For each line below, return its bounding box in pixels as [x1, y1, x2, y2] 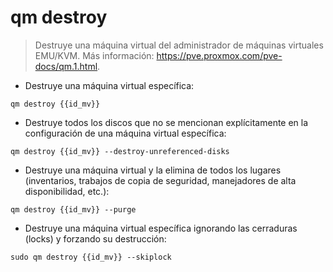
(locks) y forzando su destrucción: [24, 232, 167, 245]
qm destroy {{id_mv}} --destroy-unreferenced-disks [10, 146, 230, 156]
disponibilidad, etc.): [24, 185, 110, 197]
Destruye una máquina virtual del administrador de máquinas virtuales [34, 39, 324, 51]
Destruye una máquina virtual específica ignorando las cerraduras [24, 222, 298, 234]
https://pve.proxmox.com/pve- [156, 49, 283, 61]
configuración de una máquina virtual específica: [24, 127, 227, 139]
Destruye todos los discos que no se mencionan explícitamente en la [24, 116, 309, 128]
